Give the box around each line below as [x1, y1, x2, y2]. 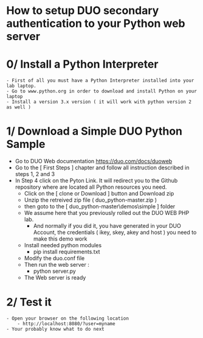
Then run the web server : [24, 261, 89, 269]
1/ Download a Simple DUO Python [6, 124, 183, 138]
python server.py [33, 267, 76, 275]
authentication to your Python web [6, 16, 185, 30]
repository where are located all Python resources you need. [15, 183, 167, 191]
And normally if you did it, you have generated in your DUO [33, 222, 181, 230]
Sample [6, 138, 46, 151]
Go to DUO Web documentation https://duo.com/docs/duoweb [15, 158, 173, 165]
